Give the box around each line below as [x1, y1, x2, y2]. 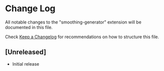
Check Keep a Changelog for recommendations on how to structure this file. [5, 34, 160, 40]
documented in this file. [5, 24, 53, 30]
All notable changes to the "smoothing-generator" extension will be [5, 19, 141, 25]
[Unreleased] [5, 48, 47, 56]
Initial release [12, 61, 39, 67]
